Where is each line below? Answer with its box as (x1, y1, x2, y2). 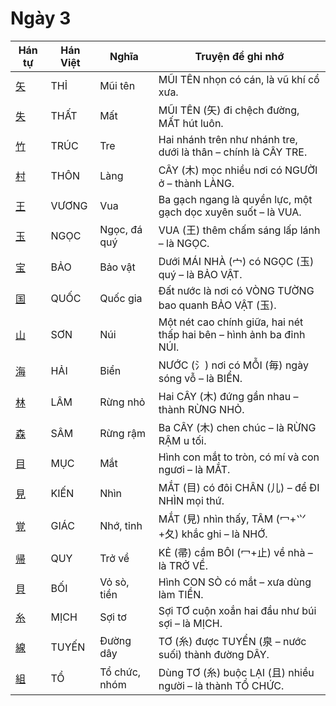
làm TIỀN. (158, 587, 204, 601)
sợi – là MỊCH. (158, 616, 223, 630)
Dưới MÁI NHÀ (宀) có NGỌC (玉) (158, 254, 315, 268)
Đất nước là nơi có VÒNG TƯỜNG (158, 283, 315, 297)
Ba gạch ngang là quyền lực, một (158, 192, 313, 206)
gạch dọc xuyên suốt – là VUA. (158, 205, 302, 219)
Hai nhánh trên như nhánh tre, (158, 132, 298, 146)
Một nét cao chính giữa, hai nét (158, 315, 304, 329)
